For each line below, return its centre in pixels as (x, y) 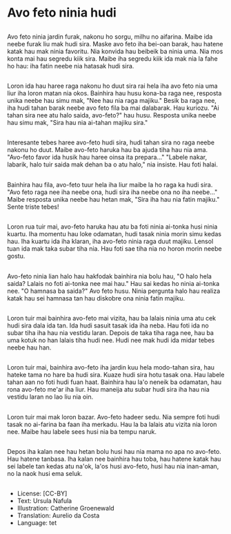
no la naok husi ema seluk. (45, 474)
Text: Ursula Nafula (44, 501)
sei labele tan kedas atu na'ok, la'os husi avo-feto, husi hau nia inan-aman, (113, 466)
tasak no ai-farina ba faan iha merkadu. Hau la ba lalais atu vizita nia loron (112, 424)
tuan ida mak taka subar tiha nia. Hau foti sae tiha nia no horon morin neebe (114, 249)
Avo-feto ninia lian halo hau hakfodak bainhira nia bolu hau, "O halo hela (110, 276)
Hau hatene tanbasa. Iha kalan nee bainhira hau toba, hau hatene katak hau (114, 459)
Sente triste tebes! (33, 207)
